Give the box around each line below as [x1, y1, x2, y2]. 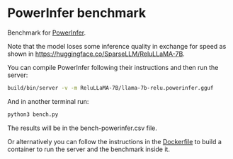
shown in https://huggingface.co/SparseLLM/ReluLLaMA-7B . [7, 49, 186, 58]
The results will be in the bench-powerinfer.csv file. [7, 124, 158, 132]
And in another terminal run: [7, 97, 89, 105]
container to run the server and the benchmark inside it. [7, 145, 170, 153]
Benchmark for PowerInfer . [7, 28, 86, 37]
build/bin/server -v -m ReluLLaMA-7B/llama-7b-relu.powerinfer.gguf [7, 84, 214, 91]
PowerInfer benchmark [7, 5, 147, 21]
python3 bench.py [7, 111, 59, 118]
